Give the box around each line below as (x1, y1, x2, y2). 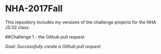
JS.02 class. (5, 24, 30, 30)
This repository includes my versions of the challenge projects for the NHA (5, 19, 156, 25)
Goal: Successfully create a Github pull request (5, 43, 101, 49)
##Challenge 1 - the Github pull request (5, 34, 85, 40)
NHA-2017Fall (5, 3, 63, 14)
